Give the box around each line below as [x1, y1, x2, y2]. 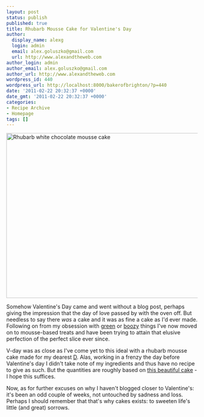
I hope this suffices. [6, 373, 56, 380]
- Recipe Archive [6, 104, 50, 111]
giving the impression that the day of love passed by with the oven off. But [6, 310, 192, 317]
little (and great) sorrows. [6, 404, 70, 412]
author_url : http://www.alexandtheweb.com [6, 71, 115, 77]
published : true [6, 20, 47, 26]
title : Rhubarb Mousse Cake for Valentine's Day [6, 25, 132, 32]
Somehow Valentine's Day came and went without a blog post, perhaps [6, 303, 185, 310]
